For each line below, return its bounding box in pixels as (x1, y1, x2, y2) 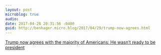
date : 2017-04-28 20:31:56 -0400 (5, 21, 75, 26)
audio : (5, 16, 19, 21)
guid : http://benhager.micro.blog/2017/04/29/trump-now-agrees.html (5, 26, 151, 31)
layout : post (5, 7, 32, 12)
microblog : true (5, 12, 39, 17)
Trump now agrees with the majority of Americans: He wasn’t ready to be (5, 39, 156, 45)
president (5, 45, 25, 51)
